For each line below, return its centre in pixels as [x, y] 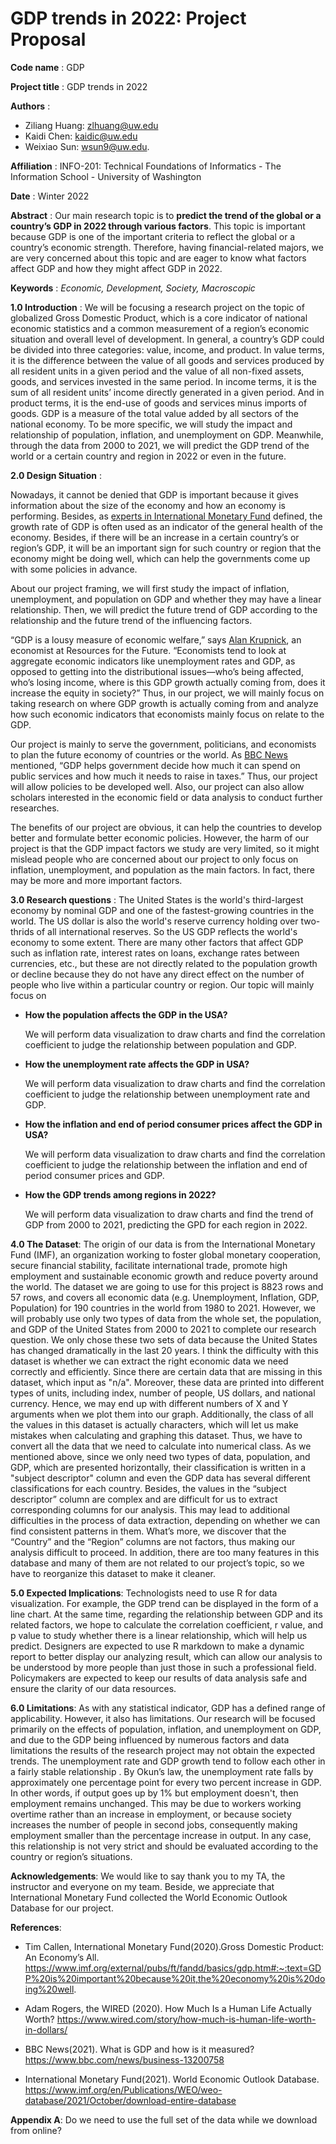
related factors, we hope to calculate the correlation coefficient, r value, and [167, 1624]
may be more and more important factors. [96, 880]
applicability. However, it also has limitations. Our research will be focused [163, 1718]
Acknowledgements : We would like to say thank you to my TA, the [148, 1876]
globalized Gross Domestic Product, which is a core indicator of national [159, 318]
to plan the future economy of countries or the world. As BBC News [149, 754]
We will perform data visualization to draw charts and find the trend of [169, 1214]
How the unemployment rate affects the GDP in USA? [137, 1064]
